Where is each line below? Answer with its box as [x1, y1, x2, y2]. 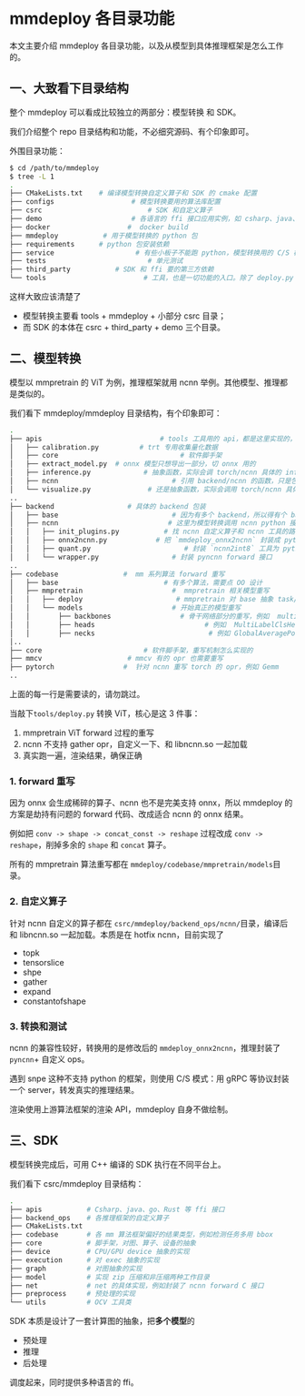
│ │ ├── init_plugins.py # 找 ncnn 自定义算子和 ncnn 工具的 [9, 527, 289, 537]
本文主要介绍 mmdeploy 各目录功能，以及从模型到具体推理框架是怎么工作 [9, 40, 284, 51]
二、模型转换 [9, 351, 82, 367]
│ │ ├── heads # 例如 [9, 620, 227, 629]
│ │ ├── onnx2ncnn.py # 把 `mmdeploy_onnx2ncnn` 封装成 [9, 536, 281, 545]
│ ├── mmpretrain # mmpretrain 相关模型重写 [9, 586, 270, 596]
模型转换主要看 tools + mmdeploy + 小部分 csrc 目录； [22, 310, 227, 321]
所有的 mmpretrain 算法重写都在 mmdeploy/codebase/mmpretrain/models [9, 859, 274, 870]
